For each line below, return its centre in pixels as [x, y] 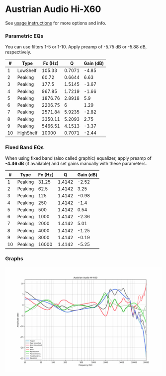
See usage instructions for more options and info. [56, 23]
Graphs [14, 259]
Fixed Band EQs [24, 147]
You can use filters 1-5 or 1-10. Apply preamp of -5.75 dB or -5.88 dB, [76, 47]
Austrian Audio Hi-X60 [53, 9]
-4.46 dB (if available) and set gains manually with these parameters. [76, 164]
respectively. [18, 52]
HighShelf [27, 133]
